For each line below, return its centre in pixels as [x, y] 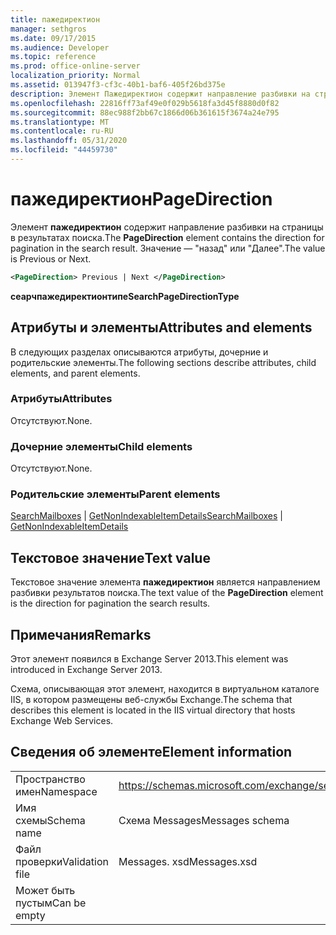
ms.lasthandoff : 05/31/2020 [69, 141]
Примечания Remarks [81, 634]
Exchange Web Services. [62, 721]
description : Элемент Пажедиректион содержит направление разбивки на [160, 94]
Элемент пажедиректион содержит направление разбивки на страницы [167, 227]
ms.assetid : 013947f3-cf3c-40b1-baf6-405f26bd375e [118, 85]
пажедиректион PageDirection [141, 199]
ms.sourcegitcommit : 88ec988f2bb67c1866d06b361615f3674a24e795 [145, 112]
